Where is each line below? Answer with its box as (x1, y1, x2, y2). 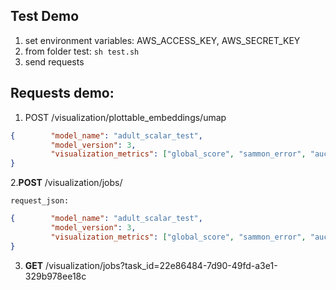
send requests (24, 55, 85, 68)
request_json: (10, 196, 70, 206)
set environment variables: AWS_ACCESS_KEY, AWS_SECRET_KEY (24, 34, 301, 46)
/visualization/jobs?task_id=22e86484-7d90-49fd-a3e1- (45, 259, 278, 271)
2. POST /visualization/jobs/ (10, 177, 123, 189)
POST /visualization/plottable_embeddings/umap (24, 111, 227, 123)
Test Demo (10, 8, 80, 25)
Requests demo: (10, 85, 115, 102)
